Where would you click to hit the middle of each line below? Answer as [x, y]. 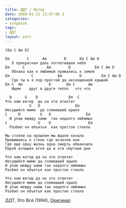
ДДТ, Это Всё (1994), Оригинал [38, 200]
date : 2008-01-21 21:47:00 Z [35, 14]
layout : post [18, 37]
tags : [10, 28]
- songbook [16, 23]
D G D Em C [44, 97]
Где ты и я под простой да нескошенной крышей [60, 80]
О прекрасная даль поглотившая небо [49, 63]
